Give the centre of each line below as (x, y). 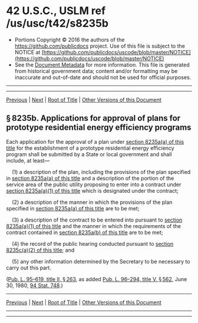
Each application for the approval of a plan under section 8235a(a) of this (95, 141)
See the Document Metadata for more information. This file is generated (102, 65)
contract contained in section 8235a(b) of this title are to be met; (85, 232)
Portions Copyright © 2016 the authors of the (70, 39)
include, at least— (28, 160)
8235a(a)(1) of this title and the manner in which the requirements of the (94, 226)
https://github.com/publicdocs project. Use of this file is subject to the (100, 46)
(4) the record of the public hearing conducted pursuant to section (93, 243)
